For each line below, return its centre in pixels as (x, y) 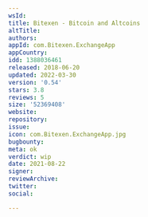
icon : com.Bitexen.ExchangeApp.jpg (67, 134)
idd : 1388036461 (35, 61)
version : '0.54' (35, 82)
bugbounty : (26, 142)
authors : (23, 38)
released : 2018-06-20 (44, 68)
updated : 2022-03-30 (43, 75)
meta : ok (23, 149)
